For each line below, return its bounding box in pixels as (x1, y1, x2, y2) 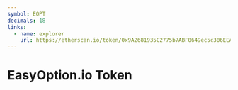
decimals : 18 (7, 17, 46, 24)
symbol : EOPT (7, 10, 46, 18)
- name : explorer (13, 30, 65, 38)
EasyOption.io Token (7, 67, 132, 84)
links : (7, 23, 27, 30)
